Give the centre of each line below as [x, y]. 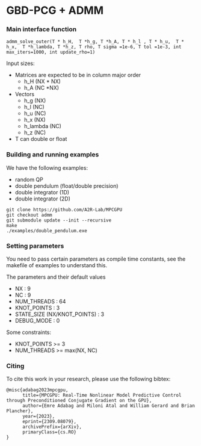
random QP [29, 179]
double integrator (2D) [42, 199]
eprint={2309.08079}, [49, 422]
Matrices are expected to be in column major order [78, 75]
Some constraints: [29, 332]
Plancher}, [20, 411]
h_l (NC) [34, 107]
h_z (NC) [35, 132]
